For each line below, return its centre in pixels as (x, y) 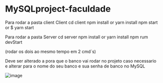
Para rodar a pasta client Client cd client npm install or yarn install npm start (81, 22)
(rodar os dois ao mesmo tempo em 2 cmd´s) (51, 51)
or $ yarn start (20, 27)
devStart (14, 42)
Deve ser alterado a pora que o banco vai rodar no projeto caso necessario (81, 61)
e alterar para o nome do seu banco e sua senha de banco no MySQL (75, 66)
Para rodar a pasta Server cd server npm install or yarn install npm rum (77, 37)
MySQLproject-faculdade (58, 9)
